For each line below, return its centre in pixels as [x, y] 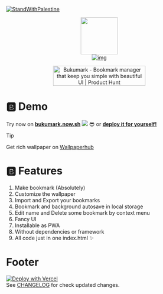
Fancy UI [25, 219]
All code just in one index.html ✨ [54, 238]
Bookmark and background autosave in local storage [79, 206]
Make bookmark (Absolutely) [50, 188]
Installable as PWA [37, 225]
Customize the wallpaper [45, 194]
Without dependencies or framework [59, 231]
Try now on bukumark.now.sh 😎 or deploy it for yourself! [81, 124]
